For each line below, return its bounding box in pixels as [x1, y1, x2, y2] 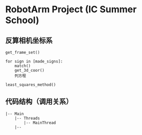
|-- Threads [14, 116, 40, 121]
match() [14, 63, 31, 69]
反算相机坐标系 [5, 36, 53, 44]
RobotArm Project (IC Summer [5, 4, 137, 15]
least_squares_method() [5, 82, 56, 87]
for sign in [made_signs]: [5, 59, 63, 64]
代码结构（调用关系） [5, 97, 73, 106]
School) [5, 14, 39, 26]
